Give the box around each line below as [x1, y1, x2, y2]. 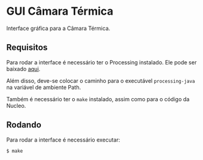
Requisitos [6, 42, 48, 53]
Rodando [6, 120, 42, 130]
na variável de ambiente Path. [6, 83, 81, 91]
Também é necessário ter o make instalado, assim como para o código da [6, 95, 190, 102]
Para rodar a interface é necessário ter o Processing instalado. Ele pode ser [6, 58, 197, 66]
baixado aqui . [6, 65, 41, 72]
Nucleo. [6, 102, 26, 109]
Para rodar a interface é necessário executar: [6, 136, 120, 143]
